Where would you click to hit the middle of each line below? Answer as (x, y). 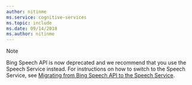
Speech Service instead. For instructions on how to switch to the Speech (96, 69)
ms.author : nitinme (31, 34)
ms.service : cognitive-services (46, 17)
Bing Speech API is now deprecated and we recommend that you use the (96, 63)
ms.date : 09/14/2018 (32, 28)
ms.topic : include (29, 23)
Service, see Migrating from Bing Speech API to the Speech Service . (91, 75)
